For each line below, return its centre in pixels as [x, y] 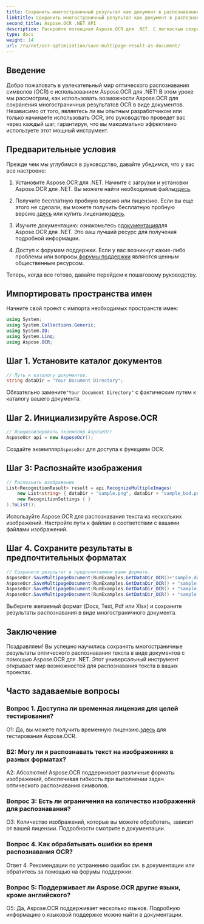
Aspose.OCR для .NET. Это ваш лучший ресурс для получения [96, 232]
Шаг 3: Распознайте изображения [74, 468]
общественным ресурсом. [49, 263]
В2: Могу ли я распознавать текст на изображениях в [90, 751]
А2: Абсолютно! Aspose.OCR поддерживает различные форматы [90, 772]
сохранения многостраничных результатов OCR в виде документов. [95, 105]
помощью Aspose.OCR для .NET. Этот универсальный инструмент [93, 659]
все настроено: [26, 170]
